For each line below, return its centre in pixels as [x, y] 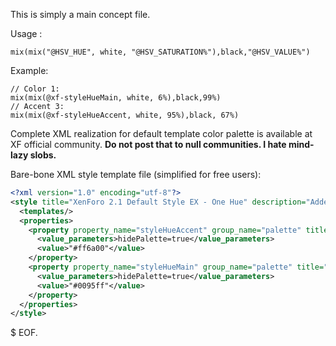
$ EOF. [24, 333]
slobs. [43, 155]
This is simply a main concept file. [80, 14]
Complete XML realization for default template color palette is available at [161, 133]
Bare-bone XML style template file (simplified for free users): [136, 174]
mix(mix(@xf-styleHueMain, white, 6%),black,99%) [116, 98]
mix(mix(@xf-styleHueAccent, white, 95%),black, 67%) [125, 115]
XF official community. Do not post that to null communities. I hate [148, 144]
